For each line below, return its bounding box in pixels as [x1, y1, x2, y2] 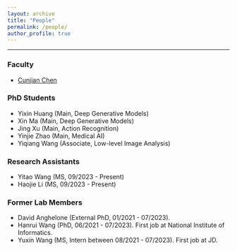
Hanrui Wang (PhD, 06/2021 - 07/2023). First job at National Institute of [17, 221, 225, 229]
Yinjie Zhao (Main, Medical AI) [17, 131, 105, 140]
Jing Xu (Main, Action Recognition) [17, 124, 119, 132]
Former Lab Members [7, 198, 83, 207]
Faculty [7, 60, 34, 70]
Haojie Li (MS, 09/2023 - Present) [17, 180, 116, 188]
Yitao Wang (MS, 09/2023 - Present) [17, 173, 125, 181]
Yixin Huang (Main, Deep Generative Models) [17, 109, 150, 117]
